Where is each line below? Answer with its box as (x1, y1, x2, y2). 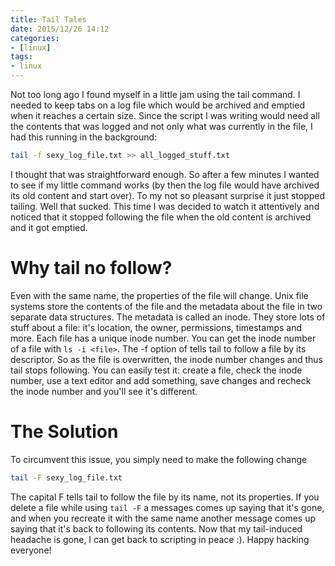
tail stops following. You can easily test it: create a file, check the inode (10, 364, 303, 376)
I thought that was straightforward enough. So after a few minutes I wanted (10, 168, 320, 180)
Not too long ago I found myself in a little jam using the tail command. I (10, 89, 301, 100)
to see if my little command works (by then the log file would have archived (10, 179, 320, 191)
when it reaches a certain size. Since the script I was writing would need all (10, 110, 320, 121)
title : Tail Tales (10, 14, 87, 25)
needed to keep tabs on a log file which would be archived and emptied (10, 99, 305, 111)
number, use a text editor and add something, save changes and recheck (10, 374, 312, 386)
